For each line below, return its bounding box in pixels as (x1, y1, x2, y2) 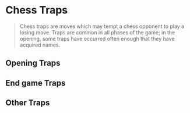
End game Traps (5, 78, 66, 88)
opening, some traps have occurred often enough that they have (19, 35, 175, 42)
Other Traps (5, 98, 50, 108)
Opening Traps (5, 58, 61, 68)
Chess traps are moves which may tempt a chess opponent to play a (19, 23, 185, 30)
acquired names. (19, 41, 61, 48)
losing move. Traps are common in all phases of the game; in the (19, 29, 175, 36)
